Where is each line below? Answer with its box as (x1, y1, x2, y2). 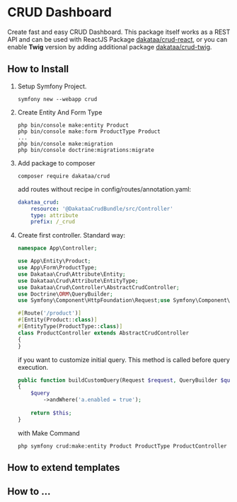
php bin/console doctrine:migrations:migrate (17, 146, 154, 153)
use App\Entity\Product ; (17, 257, 91, 265)
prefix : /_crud (30, 218, 76, 226)
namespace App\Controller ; (17, 245, 98, 252)
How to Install (7, 63, 69, 75)
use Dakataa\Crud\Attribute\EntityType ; (17, 277, 139, 284)
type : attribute (30, 211, 79, 219)
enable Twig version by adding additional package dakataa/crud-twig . (7, 42, 212, 51)
